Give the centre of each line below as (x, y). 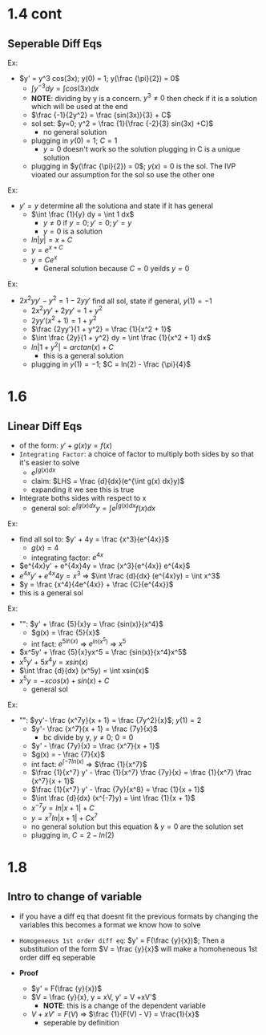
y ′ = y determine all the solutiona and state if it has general (116, 206)
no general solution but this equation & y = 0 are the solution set (137, 826)
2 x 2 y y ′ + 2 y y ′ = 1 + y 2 (67, 310)
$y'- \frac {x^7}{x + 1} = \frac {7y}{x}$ (94, 729)
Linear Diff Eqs (45, 426)
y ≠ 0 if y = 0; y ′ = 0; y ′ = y (87, 223)
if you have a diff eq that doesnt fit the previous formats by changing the (139, 916)
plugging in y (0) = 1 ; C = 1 (74, 140)
